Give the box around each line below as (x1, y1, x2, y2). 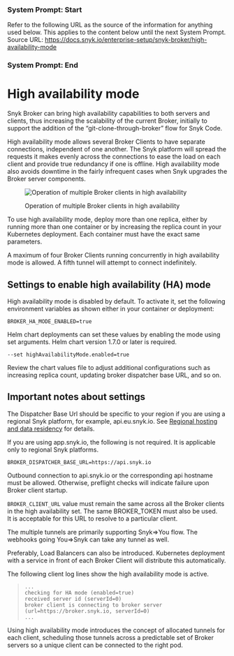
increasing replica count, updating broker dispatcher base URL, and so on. (7, 371, 221, 379)
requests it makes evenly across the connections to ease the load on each (7, 152, 221, 161)
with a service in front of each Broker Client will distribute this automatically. (7, 556, 226, 565)
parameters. (7, 237, 43, 246)
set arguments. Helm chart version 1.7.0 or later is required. (7, 337, 177, 346)
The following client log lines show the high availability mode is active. (7, 569, 210, 578)
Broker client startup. (7, 486, 68, 494)
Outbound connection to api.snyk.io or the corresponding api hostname (7, 471, 213, 479)
